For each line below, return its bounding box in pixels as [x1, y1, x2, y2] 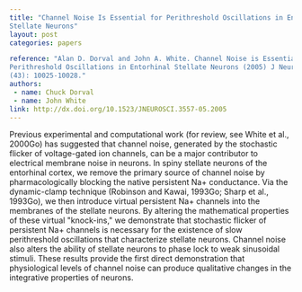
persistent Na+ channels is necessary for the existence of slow [9, 225, 243, 235]
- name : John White [13, 96, 87, 105]
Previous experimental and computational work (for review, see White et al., [9, 129, 289, 140]
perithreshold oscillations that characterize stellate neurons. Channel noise [9, 234, 286, 245]
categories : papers [9, 38, 83, 48]
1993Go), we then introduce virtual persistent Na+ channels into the [9, 196, 261, 207]
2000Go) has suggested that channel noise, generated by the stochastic [9, 138, 278, 149]
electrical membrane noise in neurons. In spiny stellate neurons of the [9, 158, 268, 169]
